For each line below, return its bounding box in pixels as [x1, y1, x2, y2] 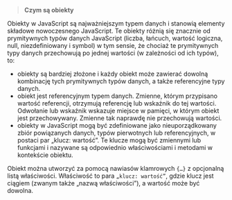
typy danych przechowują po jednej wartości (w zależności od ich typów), [7, 49, 220, 57]
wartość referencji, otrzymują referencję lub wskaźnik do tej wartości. [17, 99, 217, 107]
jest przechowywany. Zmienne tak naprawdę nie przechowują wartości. [17, 114, 222, 122]
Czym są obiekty [24, 6, 74, 14]
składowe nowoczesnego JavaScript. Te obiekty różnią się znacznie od [7, 27, 211, 35]
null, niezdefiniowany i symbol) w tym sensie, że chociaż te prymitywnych [7, 42, 219, 49]
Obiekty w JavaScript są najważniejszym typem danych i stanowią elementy [7, 19, 225, 27]
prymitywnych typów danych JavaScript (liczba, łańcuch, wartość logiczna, [7, 34, 223, 42]
